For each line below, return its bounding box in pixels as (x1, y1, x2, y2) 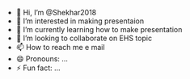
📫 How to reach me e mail (15, 43, 105, 52)
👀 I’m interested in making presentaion (15, 16, 144, 26)
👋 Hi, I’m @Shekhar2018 (15, 8, 97, 17)
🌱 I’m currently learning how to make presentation (15, 25, 183, 34)
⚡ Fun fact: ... (15, 63, 61, 73)
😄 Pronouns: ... (15, 54, 69, 64)
